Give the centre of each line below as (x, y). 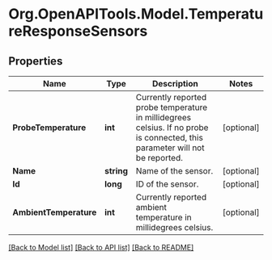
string (116, 171)
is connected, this (170, 138)
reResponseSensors (78, 31)
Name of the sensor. (174, 171)
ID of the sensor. (167, 184)
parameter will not (170, 148)
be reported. (159, 158)
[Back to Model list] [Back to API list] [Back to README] (101, 247)
